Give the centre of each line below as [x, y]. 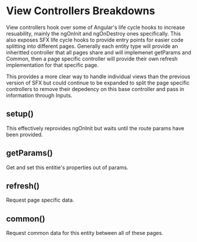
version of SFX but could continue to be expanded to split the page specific [98, 83]
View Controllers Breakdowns [81, 11]
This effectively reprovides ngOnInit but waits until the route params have [95, 128]
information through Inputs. [39, 95]
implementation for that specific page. [52, 65]
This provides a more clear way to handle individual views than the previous [98, 76]
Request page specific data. [40, 200]
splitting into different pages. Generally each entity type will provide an [92, 46]
